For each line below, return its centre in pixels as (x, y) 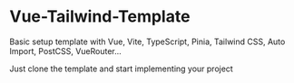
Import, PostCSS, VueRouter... (66, 51)
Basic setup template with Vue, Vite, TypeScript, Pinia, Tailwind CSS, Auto (147, 41)
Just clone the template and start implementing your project (121, 69)
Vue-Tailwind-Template (100, 17)
